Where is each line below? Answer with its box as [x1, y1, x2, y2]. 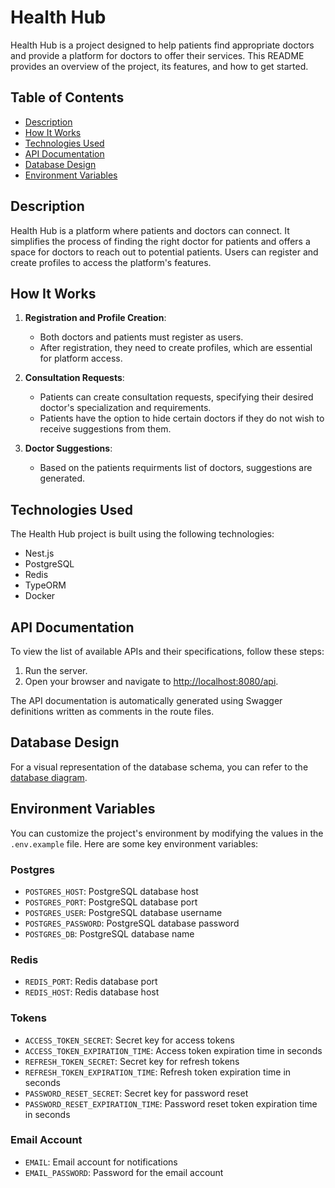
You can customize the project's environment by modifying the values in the [10, 827, 324, 839]
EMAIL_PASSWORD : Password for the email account [24, 1166, 224, 1178]
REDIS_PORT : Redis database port [24, 976, 158, 988]
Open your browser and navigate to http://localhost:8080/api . [24, 676, 279, 687]
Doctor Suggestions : [24, 442, 113, 455]
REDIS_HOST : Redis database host [24, 986, 160, 998]
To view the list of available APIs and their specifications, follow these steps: [10, 646, 325, 657]
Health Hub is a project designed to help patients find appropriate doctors [10, 39, 315, 51]
